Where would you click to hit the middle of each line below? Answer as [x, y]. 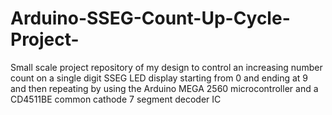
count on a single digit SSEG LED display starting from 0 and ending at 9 [159, 78]
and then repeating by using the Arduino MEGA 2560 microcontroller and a [164, 88]
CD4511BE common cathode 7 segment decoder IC [116, 99]
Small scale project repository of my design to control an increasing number [166, 67]
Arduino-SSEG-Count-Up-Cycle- [150, 18]
